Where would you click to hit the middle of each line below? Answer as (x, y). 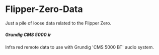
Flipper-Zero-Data (44, 9)
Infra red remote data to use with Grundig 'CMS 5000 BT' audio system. (80, 47)
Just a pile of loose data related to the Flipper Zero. (58, 23)
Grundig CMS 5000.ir (28, 34)
